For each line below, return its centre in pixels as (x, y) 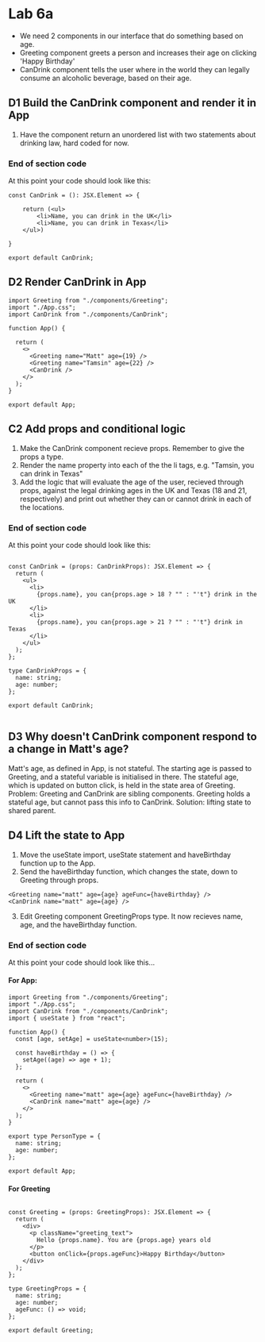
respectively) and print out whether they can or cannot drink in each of (135, 499)
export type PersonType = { (55, 1136)
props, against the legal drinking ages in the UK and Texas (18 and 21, (133, 490)
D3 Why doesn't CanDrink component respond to (133, 737)
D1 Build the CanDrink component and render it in (132, 103)
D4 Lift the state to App (67, 836)
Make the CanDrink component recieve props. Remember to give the (132, 448)
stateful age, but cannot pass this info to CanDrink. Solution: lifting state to (130, 802)
